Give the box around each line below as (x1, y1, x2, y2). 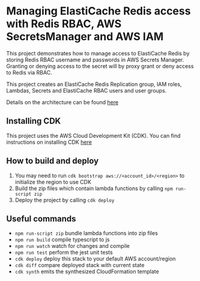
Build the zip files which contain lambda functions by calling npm (14, 185, 173, 192)
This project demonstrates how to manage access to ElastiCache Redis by (6, 49, 190, 57)
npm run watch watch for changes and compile (14, 242, 130, 250)
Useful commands (6, 214, 76, 224)
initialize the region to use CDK (14, 178, 92, 185)
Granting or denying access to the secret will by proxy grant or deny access (6, 62, 194, 70)
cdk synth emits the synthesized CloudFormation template (14, 268, 159, 275)
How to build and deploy (6, 156, 99, 166)
